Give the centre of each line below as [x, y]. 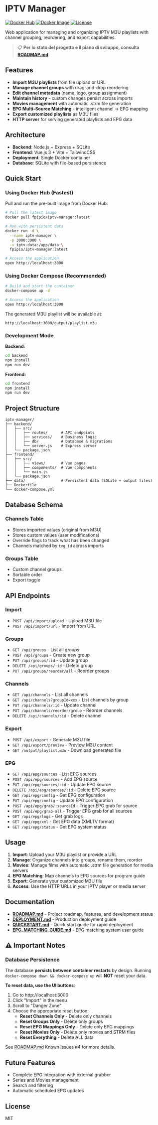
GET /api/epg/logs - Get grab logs [48, 816]
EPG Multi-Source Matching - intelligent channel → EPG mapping [80, 109]
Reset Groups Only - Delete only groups [61, 1021]
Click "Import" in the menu [40, 1000]
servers [20, 870]
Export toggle [26, 580]
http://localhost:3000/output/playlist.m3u [51, 323]
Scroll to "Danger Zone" [37, 1006]
